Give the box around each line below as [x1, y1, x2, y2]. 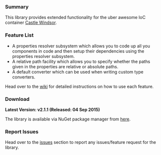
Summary [5, 3, 29, 10]
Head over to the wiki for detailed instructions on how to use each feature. [5, 83, 154, 89]
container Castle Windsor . [5, 19, 57, 25]
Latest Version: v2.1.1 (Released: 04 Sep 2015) [5, 106, 100, 113]
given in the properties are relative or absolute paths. [12, 63, 118, 69]
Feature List [5, 32, 34, 39]
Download [5, 96, 30, 102]
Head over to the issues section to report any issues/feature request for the [5, 139, 157, 145]
